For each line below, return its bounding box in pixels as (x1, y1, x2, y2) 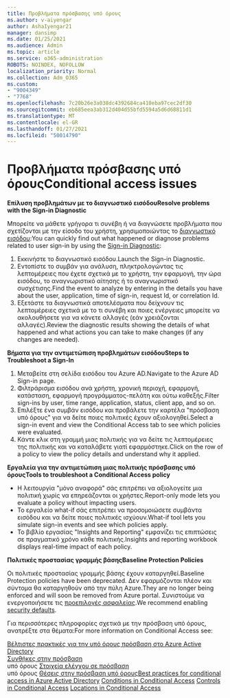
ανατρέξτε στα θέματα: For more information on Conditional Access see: (7, 626, 213, 635)
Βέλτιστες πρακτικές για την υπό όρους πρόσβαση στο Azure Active (7, 640, 202, 648)
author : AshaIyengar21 (7, 23, 72, 30)
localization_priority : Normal (7, 68, 97, 74)
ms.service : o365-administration (7, 55, 103, 62)
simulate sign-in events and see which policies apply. (16, 521, 168, 529)
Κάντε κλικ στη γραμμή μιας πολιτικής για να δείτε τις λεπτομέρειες (16, 435, 214, 444)
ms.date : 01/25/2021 (7, 36, 67, 43)
